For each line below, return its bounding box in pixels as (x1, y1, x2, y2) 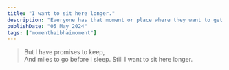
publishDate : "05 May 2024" (7, 23, 88, 30)
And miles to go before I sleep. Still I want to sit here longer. (23, 56, 193, 64)
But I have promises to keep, (23, 48, 105, 56)
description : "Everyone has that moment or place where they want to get (7, 16, 223, 23)
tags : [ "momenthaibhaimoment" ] (7, 29, 97, 36)
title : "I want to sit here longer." (7, 10, 116, 17)
